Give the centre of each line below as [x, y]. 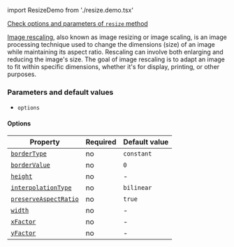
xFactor [23, 222]
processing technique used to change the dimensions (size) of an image [111, 44]
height [22, 176]
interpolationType [41, 187]
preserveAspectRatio [45, 199]
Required [101, 142]
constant [138, 154]
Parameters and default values [60, 92]
